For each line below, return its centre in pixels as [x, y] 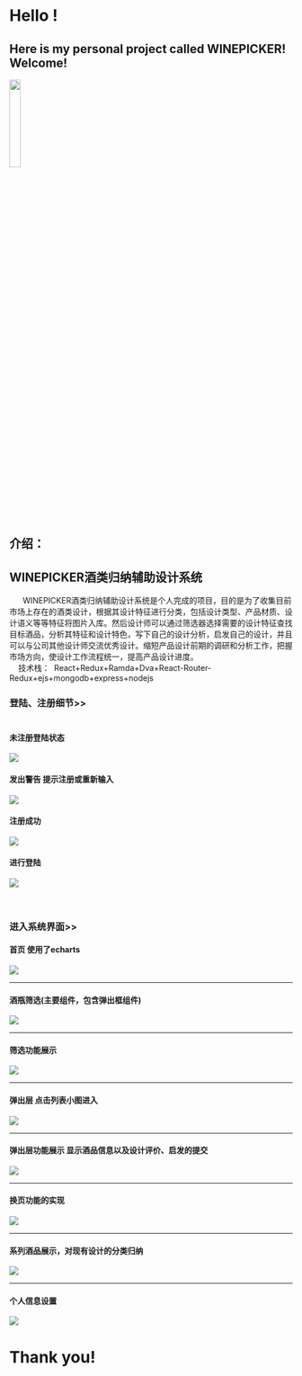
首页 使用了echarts [45, 950]
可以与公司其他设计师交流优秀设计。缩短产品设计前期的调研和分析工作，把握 [151, 646]
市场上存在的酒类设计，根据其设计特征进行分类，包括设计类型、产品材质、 [147, 612]
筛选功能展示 [33, 1050]
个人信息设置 [33, 1300]
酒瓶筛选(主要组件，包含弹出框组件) [75, 1000]
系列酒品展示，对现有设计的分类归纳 [76, 1250]
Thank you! [53, 1357]
